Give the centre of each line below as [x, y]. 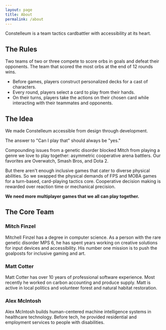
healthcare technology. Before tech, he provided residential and [71, 317]
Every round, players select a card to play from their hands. [74, 92]
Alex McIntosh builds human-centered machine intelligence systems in [78, 312]
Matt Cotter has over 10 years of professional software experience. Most [80, 277]
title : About [19, 15]
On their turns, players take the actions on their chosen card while [80, 98]
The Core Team [30, 212]
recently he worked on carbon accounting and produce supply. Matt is [78, 282]
